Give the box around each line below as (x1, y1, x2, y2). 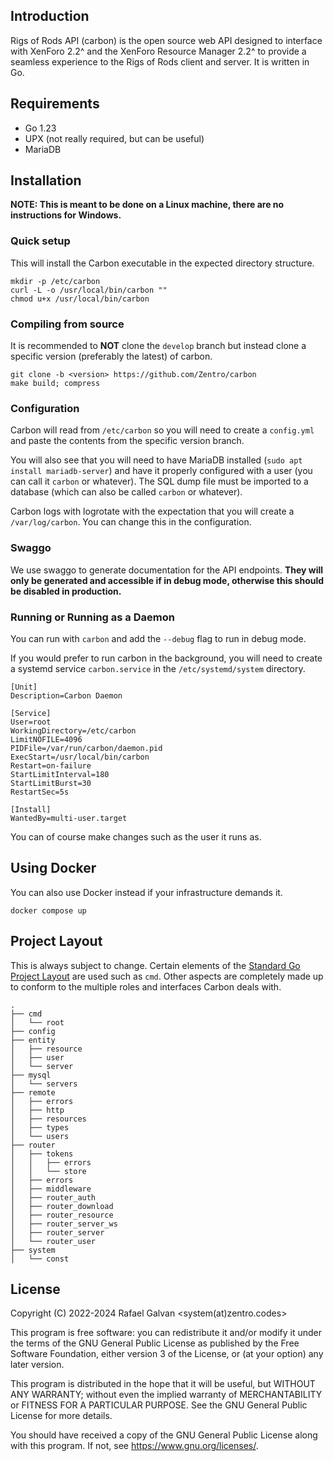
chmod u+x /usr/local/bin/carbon (10, 294, 150, 304)
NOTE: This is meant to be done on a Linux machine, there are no (10, 199, 285, 211)
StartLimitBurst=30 (10, 778, 92, 788)
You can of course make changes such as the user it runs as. (10, 830, 262, 843)
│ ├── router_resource (10, 1210, 114, 1220)
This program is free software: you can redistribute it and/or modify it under (10, 1327, 322, 1339)
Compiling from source (10, 317, 125, 331)
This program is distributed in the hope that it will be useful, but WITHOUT (10, 1378, 316, 1390)
